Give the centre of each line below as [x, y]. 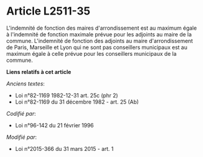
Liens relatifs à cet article [39, 72]
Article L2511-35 [48, 11]
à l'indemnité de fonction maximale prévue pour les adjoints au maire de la [99, 34]
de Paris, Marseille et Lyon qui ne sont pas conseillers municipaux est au [97, 47]
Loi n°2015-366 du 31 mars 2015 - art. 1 [64, 149]
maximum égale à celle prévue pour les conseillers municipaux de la [92, 53]
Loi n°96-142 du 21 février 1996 [54, 125]
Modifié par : [22, 137]
